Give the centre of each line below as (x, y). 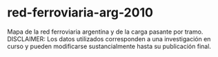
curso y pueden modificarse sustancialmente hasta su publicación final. (109, 46)
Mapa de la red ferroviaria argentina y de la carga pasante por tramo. (105, 32)
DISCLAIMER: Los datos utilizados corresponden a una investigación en (109, 38)
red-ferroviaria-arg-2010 (80, 13)
